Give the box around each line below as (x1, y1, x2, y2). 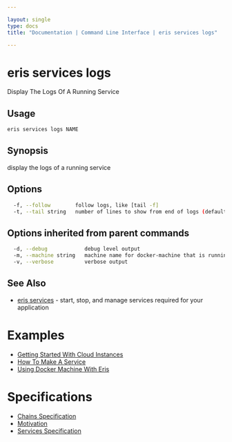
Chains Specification (17, 412, 77, 420)
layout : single (7, 16, 51, 23)
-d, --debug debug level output (13, 246, 140, 253)
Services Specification (17, 426, 81, 435)
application (17, 303, 50, 311)
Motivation (17, 419, 48, 427)
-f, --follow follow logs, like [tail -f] (13, 202, 159, 209)
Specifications (7, 389, 93, 405)
